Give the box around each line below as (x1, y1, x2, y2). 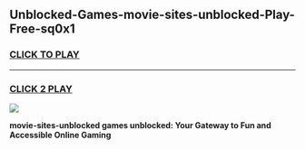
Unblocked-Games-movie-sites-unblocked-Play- (9, 7, 295, 23)
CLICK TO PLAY (9, 49, 80, 61)
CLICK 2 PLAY (9, 82, 73, 95)
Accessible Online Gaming (9, 129, 112, 140)
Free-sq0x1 (9, 22, 75, 37)
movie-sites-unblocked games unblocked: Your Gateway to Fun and (9, 119, 272, 130)
